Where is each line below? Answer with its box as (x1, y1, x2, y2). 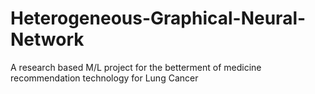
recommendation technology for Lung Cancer (10, 72, 199, 84)
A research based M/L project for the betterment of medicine (10, 61, 262, 73)
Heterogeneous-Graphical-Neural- (10, 7, 307, 30)
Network (10, 28, 85, 51)
